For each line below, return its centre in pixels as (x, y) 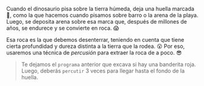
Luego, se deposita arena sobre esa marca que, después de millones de (97, 21)
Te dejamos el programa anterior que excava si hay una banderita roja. (108, 64)
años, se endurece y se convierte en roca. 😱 (63, 28)
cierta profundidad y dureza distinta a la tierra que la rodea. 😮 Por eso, (96, 46)
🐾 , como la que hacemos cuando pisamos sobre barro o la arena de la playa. (102, 15)
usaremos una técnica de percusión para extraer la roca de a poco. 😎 (94, 53)
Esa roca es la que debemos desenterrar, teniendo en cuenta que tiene (95, 40)
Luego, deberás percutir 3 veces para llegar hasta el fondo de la (103, 71)
